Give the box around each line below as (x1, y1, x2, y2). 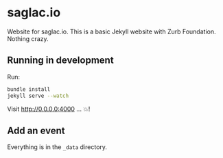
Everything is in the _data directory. (7, 143, 108, 151)
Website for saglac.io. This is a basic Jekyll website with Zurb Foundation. (7, 27, 216, 36)
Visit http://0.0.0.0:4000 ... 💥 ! (7, 105, 91, 113)
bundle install (7, 85, 51, 93)
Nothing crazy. (7, 34, 49, 42)
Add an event (7, 124, 65, 136)
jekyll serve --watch (7, 92, 69, 99)
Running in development (7, 55, 115, 66)
